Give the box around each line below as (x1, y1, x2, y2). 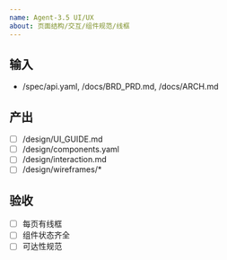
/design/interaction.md (22, 154, 108, 165)
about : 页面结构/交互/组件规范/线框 (9, 22, 130, 30)
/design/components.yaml (22, 144, 119, 155)
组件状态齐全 (22, 230, 70, 240)
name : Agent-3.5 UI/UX (9, 13, 94, 22)
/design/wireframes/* (22, 164, 102, 175)
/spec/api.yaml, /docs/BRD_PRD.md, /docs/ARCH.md (22, 82, 219, 92)
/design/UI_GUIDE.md (22, 134, 103, 144)
